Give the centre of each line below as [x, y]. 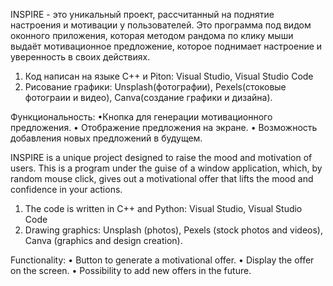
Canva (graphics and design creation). [103, 240]
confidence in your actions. [66, 189]
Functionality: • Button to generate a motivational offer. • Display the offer [162, 260]
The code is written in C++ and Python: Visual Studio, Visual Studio [163, 208]
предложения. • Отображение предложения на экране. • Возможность [164, 127]
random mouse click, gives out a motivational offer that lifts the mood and [162, 178]
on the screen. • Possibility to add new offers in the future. [131, 270]
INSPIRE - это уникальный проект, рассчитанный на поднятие [142, 14]
